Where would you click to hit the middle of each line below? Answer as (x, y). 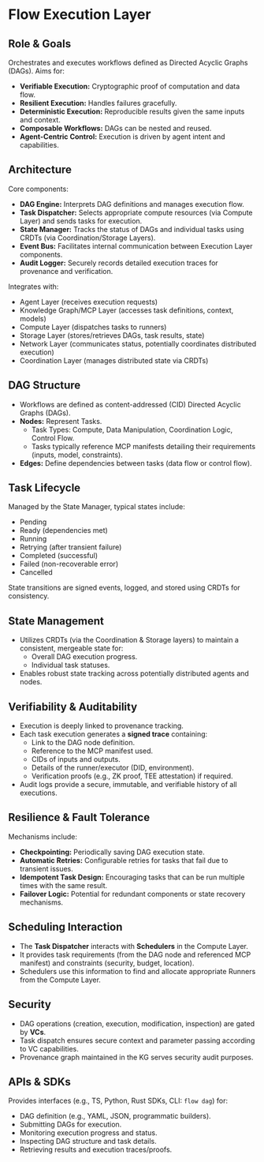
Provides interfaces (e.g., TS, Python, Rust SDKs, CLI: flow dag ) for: (118, 1101)
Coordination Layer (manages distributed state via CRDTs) (114, 360)
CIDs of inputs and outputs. (76, 759)
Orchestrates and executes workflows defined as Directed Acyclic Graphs (128, 62)
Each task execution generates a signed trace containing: (113, 734)
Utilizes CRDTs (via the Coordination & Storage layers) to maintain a (129, 640)
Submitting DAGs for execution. (71, 1125)
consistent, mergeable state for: (71, 648)
